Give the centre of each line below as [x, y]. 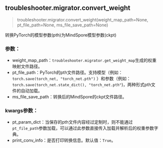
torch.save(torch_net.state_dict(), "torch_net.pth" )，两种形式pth [81, 85]
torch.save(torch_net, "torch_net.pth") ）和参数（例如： [71, 79]
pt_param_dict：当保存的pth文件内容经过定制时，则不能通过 [72, 122]
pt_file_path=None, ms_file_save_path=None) [62, 25]
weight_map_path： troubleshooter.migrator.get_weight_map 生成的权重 [84, 60]
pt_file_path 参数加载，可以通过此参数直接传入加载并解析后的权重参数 [83, 128]
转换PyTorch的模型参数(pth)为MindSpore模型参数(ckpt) [61, 35]
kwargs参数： [21, 111]
